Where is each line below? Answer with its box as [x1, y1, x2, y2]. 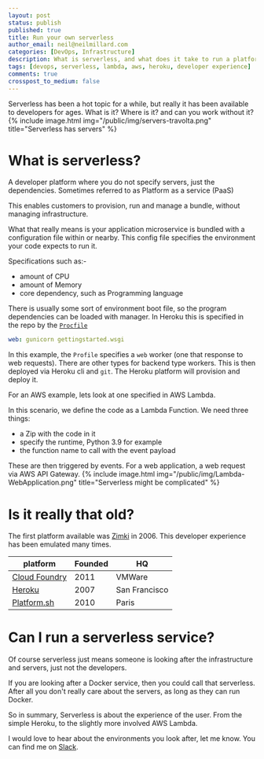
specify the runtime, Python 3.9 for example [19, 437, 163, 447]
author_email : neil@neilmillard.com [8, 41, 128, 49]
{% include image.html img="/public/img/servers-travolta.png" [8, 116, 212, 125]
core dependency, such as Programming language [19, 289, 183, 298]
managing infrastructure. [8, 209, 89, 219]
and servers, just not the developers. [8, 663, 127, 672]
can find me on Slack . [8, 742, 79, 752]
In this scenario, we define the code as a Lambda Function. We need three [8, 406, 249, 415]
